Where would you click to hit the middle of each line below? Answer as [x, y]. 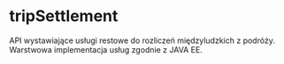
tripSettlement [64, 16]
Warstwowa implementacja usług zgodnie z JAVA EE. [106, 49]
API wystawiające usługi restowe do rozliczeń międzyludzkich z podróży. [142, 40]
